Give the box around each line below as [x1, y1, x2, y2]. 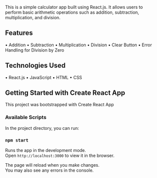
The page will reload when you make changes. [5, 162, 100, 168]
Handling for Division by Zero [5, 47, 64, 53]
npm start [5, 137, 29, 143]
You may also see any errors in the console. [5, 167, 94, 174]
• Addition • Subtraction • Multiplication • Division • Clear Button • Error [5, 42, 152, 48]
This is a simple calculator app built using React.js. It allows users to [5, 4, 143, 10]
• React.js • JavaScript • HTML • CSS [5, 74, 82, 80]
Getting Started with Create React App [5, 89, 126, 97]
